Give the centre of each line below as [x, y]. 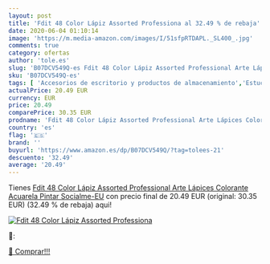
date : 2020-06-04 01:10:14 [53, 30]
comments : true [34, 46]
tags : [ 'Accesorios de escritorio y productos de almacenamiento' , [125, 83]
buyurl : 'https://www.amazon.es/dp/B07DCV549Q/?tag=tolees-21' [117, 150]
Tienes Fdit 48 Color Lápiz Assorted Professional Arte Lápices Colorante [129, 188]
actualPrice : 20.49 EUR [48, 90]
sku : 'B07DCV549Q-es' [45, 75]
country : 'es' [32, 128]
